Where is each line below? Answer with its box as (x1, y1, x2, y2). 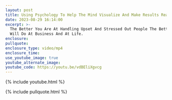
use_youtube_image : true (5, 55, 58, 61)
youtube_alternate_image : (5, 60, 60, 65)
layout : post (5, 7, 33, 13)
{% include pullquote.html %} (5, 89, 68, 95)
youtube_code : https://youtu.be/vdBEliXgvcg (5, 65, 102, 70)
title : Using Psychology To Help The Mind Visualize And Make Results (5, 12, 159, 17)
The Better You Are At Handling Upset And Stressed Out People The (10, 27, 157, 32)
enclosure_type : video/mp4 (5, 46, 63, 51)
